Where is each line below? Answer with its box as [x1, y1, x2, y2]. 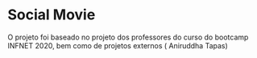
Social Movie [7, 6, 96, 24]
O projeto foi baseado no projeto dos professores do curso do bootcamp [7, 32, 249, 42]
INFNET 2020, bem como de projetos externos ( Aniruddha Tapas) [7, 40, 229, 50]
